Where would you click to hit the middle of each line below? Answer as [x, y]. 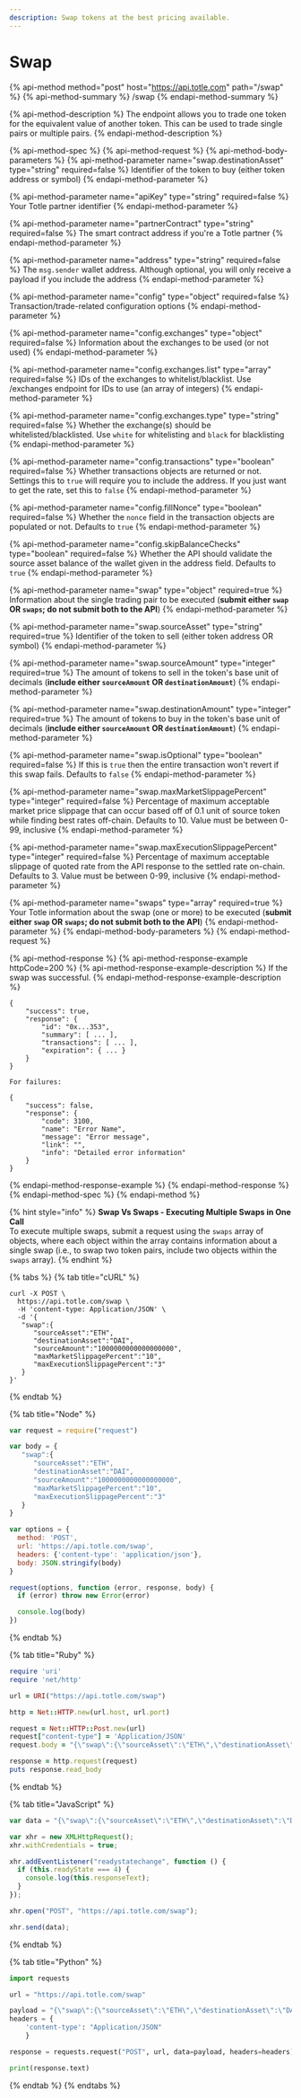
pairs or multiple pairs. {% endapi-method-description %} [116, 133]
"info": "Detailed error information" [114, 1152]
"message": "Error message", [96, 1137]
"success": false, [60, 1106]
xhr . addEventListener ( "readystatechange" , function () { [118, 1861]
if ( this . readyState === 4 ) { [73, 1870]
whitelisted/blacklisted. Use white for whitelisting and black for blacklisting [147, 434]
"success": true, [58, 1011]
